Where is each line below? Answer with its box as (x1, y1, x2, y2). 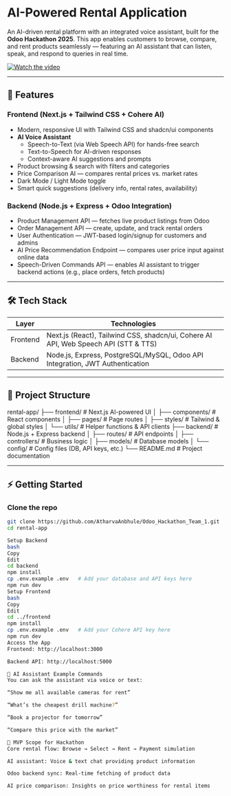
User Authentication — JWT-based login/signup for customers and (16, 231, 207, 239)
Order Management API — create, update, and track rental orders (16, 223, 203, 232)
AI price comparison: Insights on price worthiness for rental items (7, 782, 211, 790)
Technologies (111, 318, 157, 328)
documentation (7, 452, 50, 460)
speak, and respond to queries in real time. (7, 49, 129, 58)
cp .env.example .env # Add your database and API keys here (7, 575, 192, 582)
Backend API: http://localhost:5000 (7, 658, 112, 665)
